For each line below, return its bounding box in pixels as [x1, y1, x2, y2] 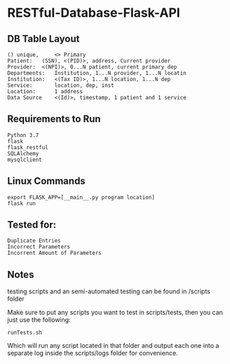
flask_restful [7, 143, 49, 151]
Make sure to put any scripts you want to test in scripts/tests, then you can [7, 308, 223, 316]
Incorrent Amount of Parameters [7, 250, 102, 257]
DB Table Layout [7, 33, 80, 45]
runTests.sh [7, 329, 42, 337]
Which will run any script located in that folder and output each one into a [7, 342, 219, 350]
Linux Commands [7, 175, 86, 187]
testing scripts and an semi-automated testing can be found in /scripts [7, 287, 210, 295]
